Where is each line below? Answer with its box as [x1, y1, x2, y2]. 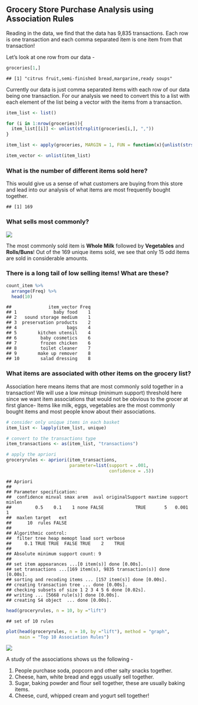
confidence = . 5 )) [108, 468, 154, 474]
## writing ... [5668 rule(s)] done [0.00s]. [6, 592, 120, 598]
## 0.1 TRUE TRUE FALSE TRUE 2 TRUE [6, 541, 126, 546]
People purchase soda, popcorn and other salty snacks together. [14, 667, 173, 674]
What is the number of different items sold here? [6, 166, 148, 174]
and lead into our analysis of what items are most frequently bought [6, 186, 171, 193]
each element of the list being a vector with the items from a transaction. [6, 98, 183, 106]
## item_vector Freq [6, 304, 91, 310]
